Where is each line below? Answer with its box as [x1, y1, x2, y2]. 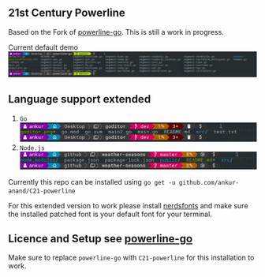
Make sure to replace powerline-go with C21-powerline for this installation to [8, 253, 255, 263]
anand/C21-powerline [8, 187, 77, 195]
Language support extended [8, 92, 151, 106]
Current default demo [8, 43, 79, 52]
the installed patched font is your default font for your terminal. [8, 209, 213, 219]
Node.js [19, 144, 45, 152]
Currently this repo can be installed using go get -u [8, 177, 176, 186]
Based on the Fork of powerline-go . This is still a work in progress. [8, 27, 225, 36]
